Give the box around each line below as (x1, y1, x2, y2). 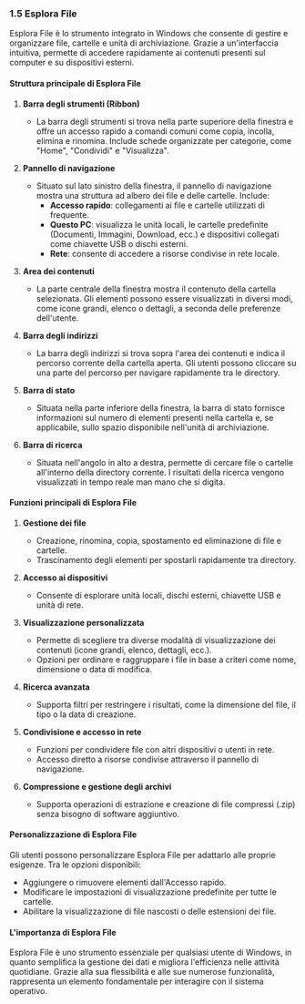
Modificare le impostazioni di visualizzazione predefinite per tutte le (22, 886, 278, 897)
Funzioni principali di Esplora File (9, 497, 137, 508)
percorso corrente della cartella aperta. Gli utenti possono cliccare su (36, 357, 297, 368)
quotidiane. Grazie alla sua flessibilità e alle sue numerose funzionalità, (9, 967, 275, 978)
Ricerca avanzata (22, 681, 90, 692)
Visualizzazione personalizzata (22, 617, 145, 628)
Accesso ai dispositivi (22, 572, 108, 583)
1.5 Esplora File (9, 7, 77, 20)
